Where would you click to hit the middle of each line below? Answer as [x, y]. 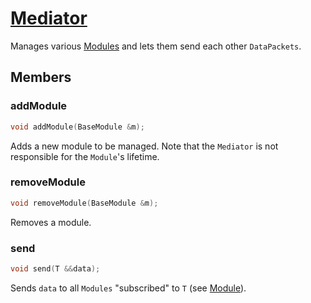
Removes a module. [51, 222]
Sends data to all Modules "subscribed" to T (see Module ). [128, 288]
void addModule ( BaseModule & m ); [77, 127]
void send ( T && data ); [55, 268]
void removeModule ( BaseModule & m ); [84, 203]
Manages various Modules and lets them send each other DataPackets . [156, 46]
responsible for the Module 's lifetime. [85, 156]
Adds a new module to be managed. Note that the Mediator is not [144, 146]
